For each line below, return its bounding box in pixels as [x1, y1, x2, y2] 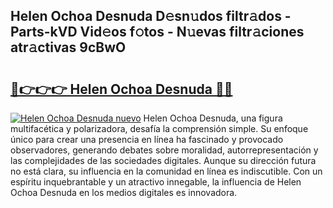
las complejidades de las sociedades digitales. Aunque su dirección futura [10, 155, 317, 166]
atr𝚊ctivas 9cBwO [10, 39, 127, 56]
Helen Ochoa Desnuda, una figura [143, 112, 283, 124]
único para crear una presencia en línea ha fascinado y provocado [10, 134, 284, 145]
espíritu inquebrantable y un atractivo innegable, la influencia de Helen [10, 176, 302, 188]
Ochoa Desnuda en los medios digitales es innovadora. [10, 187, 238, 198]
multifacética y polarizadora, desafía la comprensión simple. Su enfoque [10, 123, 309, 134]
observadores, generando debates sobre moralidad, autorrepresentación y [10, 144, 319, 156]
